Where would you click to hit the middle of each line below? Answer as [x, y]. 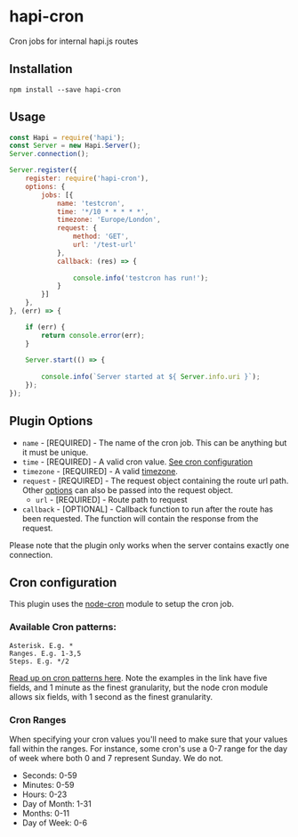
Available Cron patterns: [63, 628]
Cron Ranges [38, 719]
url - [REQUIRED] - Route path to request [112, 499]
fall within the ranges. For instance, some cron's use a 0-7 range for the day [148, 749]
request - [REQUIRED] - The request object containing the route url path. [155, 480]
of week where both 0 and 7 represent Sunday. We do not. [117, 759]
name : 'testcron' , [91, 203]
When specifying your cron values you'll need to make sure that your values [149, 739]
